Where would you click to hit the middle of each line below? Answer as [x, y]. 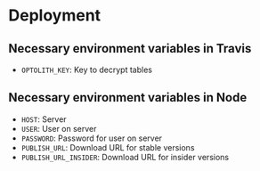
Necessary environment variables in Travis [130, 49]
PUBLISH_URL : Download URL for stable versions [108, 147]
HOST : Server [44, 119]
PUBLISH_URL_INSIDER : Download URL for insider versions [125, 157]
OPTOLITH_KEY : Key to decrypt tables [87, 69]
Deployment [55, 16]
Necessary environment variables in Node [128, 98]
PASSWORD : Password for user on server [91, 138]
